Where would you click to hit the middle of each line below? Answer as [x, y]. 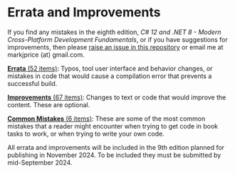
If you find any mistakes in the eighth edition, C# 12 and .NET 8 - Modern [115, 32]
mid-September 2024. [40, 162]
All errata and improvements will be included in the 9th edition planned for [116, 147]
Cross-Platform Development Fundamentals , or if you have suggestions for [117, 39]
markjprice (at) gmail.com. [46, 55]
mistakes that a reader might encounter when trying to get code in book [113, 126]
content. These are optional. [49, 104]
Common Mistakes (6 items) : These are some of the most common [106, 119]
